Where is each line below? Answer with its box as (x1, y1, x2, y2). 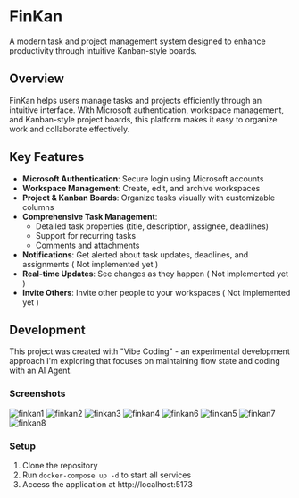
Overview (9, 72, 65, 87)
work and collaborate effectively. (9, 123, 130, 134)
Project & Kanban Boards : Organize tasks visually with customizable (21, 192, 275, 203)
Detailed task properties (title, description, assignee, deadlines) (35, 221, 270, 232)
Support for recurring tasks (35, 230, 137, 241)
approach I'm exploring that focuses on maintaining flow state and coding (9, 356, 280, 367)
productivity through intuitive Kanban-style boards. (9, 45, 198, 55)
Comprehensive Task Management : (21, 211, 158, 222)
